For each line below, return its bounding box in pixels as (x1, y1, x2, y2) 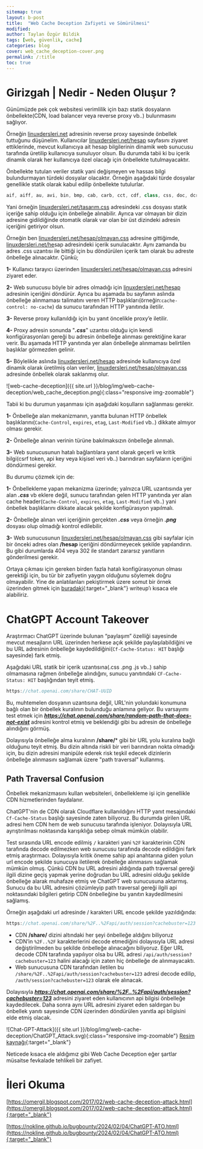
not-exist (6, 719, 30, 726)
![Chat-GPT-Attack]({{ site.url (6, 1025, 80, 1033)
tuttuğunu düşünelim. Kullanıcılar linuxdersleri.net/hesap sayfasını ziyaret (6, 137, 188, 144)
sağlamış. (6, 897, 30, 904)
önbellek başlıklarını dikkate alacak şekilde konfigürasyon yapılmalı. (6, 504, 174, 512)
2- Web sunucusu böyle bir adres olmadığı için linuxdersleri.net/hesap (6, 284, 181, 291)
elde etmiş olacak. (6, 1014, 52, 1021)
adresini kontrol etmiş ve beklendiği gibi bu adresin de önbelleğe (31, 719, 192, 726)
